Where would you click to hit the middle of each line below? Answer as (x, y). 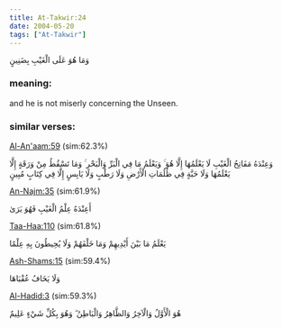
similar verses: (42, 126)
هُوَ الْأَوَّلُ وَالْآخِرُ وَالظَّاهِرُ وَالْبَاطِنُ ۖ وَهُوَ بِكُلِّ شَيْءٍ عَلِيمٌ (96, 313)
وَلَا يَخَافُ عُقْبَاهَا (35, 278)
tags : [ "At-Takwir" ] (48, 34)
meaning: (31, 84)
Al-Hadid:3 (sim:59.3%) (53, 296)
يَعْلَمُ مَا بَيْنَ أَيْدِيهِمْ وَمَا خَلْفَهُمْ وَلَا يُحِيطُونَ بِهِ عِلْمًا (88, 243)
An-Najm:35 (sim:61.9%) (55, 191)
